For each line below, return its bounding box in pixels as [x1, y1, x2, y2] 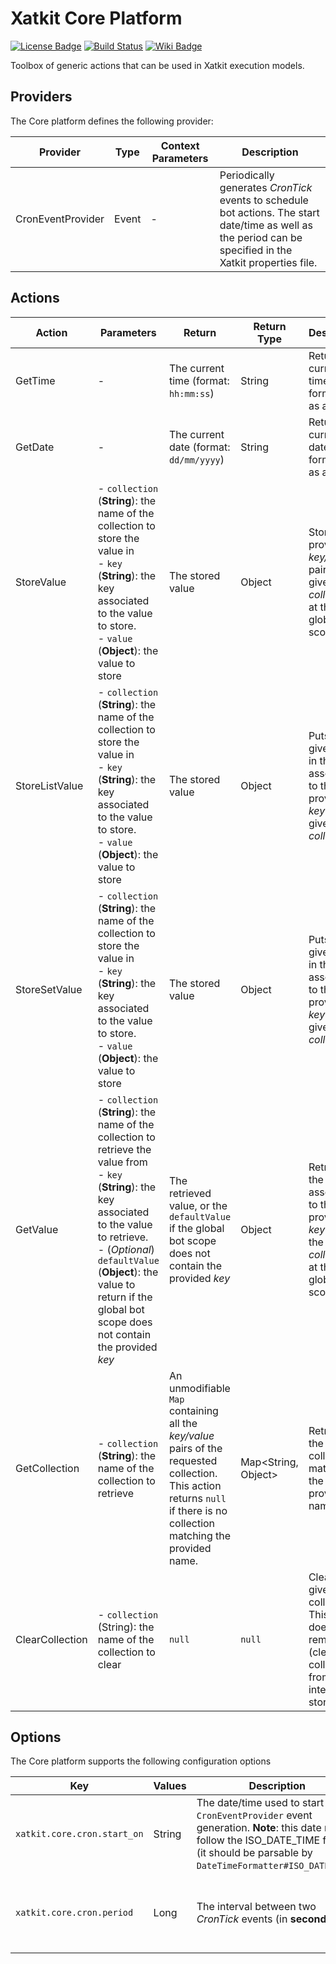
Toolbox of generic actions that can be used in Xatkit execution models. [10, 59, 305, 71]
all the [168, 1416, 198, 1430]
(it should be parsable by [196, 1846, 313, 1860]
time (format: [168, 373, 230, 387]
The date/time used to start [196, 1796, 325, 1810]
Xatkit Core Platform [10, 7, 183, 30]
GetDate [15, 440, 55, 454]
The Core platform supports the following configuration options [10, 1755, 272, 1767]
